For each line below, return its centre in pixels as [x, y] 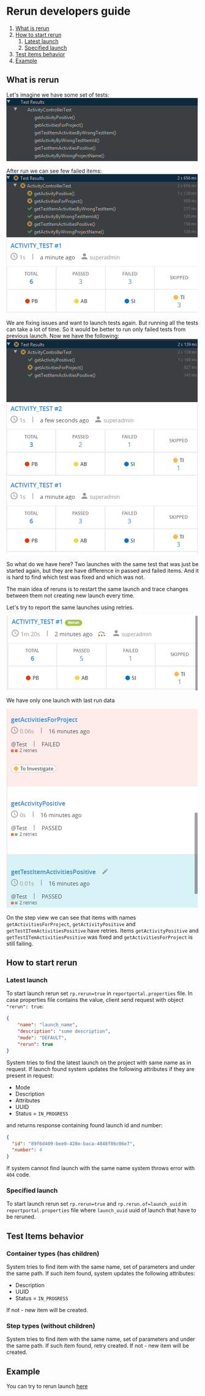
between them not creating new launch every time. [70, 595]
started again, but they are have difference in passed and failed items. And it [102, 570]
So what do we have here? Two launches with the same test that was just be [102, 564]
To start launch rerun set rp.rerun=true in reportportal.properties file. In [99, 993]
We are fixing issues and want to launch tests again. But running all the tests [102, 323]
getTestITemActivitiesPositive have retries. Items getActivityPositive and [102, 930]
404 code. [18, 1175]
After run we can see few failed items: [54, 171]
